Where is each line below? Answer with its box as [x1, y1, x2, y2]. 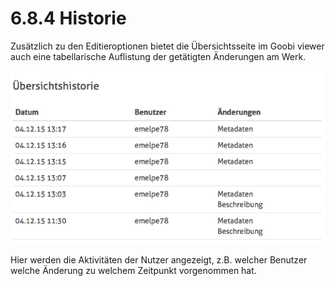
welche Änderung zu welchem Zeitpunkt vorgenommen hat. [10, 264, 257, 276]
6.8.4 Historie [10, 7, 127, 30]
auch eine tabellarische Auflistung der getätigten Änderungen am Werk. [10, 50, 307, 62]
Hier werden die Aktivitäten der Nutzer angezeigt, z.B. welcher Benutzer [10, 253, 308, 266]
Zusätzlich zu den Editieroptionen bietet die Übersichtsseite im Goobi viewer [10, 40, 325, 52]
